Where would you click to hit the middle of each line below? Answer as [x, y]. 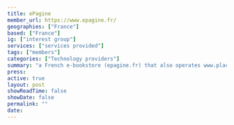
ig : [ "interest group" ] [42, 40]
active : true [26, 78]
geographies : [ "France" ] [43, 26]
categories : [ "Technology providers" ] [63, 59]
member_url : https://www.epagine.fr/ [62, 20]
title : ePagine [29, 14]
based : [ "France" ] [34, 33]
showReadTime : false [37, 91]
